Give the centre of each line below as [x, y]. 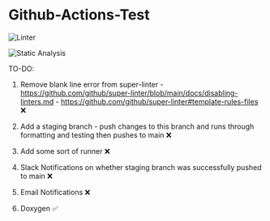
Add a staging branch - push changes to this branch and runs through [137, 126]
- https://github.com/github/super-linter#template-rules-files [157, 101]
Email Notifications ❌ [55, 192]
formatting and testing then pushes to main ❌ [96, 134]
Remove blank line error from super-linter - [92, 84]
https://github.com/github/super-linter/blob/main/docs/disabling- [129, 93]
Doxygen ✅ [39, 208]
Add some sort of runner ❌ [65, 151]
